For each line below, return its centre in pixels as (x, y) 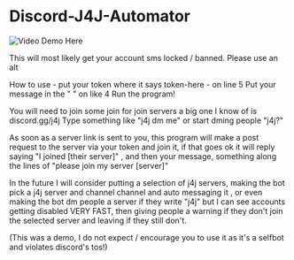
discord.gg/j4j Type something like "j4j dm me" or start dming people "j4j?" (147, 120)
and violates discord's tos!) (58, 247)
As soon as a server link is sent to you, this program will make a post (134, 137)
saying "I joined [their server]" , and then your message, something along (143, 156)
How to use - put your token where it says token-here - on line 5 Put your (143, 84)
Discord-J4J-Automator (100, 16)
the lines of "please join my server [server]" (89, 165)
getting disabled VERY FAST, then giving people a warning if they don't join (146, 210)
